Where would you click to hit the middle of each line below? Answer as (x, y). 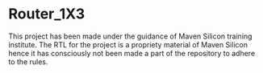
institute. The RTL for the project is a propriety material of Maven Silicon (128, 44)
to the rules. (28, 62)
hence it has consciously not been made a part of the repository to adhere (132, 53)
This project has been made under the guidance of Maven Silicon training (130, 36)
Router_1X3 (47, 14)
